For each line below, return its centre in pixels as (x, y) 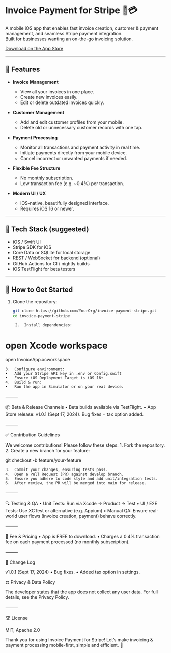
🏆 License (17, 618)
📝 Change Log (20, 562)
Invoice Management (35, 82)
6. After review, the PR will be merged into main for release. (76, 483)
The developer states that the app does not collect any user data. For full (82, 592)
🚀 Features (23, 70)
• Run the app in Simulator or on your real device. (65, 387)
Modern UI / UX (29, 193)
